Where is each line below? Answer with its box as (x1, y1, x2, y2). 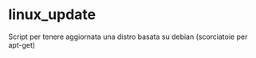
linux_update (8, 6, 96, 24)
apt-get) (8, 40, 36, 49)
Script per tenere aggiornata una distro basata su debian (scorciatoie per (8, 32, 248, 41)
